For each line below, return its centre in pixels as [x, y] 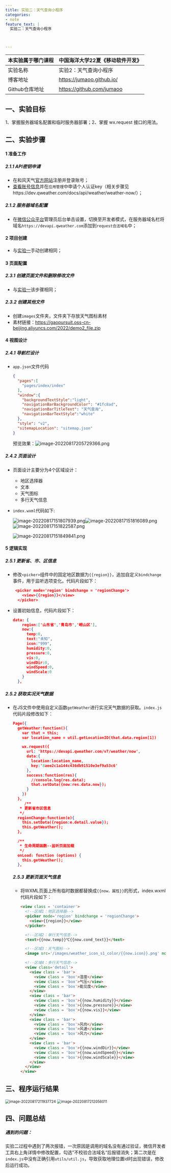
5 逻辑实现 [16, 548]
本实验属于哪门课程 [31, 61]
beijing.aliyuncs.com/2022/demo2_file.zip [56, 328]
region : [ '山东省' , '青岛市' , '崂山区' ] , [60, 625]
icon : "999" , [39, 644]
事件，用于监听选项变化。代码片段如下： [55, 581]
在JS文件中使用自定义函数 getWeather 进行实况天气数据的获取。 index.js [87, 707]
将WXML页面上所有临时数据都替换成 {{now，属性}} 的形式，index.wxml [93, 891]
